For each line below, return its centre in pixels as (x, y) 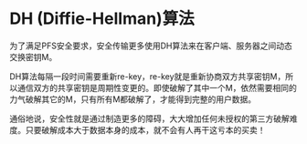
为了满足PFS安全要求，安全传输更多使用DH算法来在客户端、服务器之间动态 (151, 46)
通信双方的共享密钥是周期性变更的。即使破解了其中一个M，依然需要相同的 (157, 87)
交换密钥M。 (33, 57)
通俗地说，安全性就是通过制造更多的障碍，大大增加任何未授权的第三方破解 (149, 118)
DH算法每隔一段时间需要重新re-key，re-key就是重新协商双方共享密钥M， (148, 76)
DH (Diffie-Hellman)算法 (102, 19)
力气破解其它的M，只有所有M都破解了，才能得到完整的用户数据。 (133, 99)
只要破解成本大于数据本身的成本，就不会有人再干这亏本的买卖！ (145, 129)
